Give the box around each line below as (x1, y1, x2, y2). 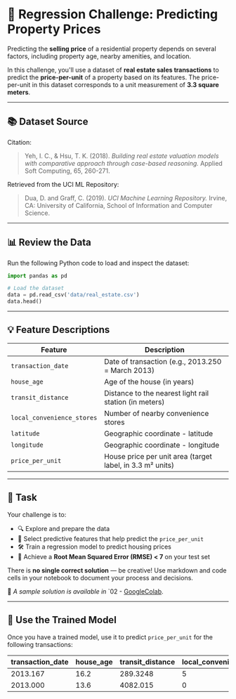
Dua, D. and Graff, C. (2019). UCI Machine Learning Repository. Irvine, (24, 193, 228, 202)
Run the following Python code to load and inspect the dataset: (7, 259, 190, 267)
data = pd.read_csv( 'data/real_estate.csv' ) (7, 292, 140, 299)
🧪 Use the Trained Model (7, 614, 117, 626)
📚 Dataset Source (7, 116, 88, 128)
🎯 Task (7, 492, 37, 504)
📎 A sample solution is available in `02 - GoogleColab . (7, 587, 164, 596)
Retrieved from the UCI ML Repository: (7, 180, 119, 188)
